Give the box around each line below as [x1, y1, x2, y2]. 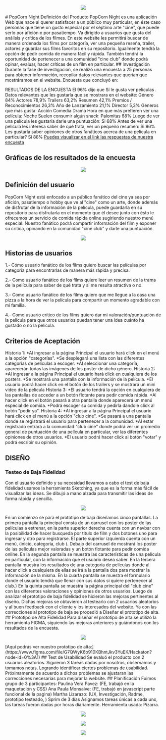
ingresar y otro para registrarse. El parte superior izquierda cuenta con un [5, 535, 156, 542]
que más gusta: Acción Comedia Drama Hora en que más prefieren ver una [5, 108, 159, 113]
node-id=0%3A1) [5, 654, 41, 660]
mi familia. [5, 302, 26, 308]
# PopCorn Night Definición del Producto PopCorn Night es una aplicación [5, 14, 157, 20]
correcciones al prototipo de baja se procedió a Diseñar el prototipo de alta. [5, 609, 160, 615]
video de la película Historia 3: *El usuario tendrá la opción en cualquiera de [5, 387, 161, 393]
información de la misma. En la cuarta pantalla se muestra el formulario [5, 572, 150, 578]
